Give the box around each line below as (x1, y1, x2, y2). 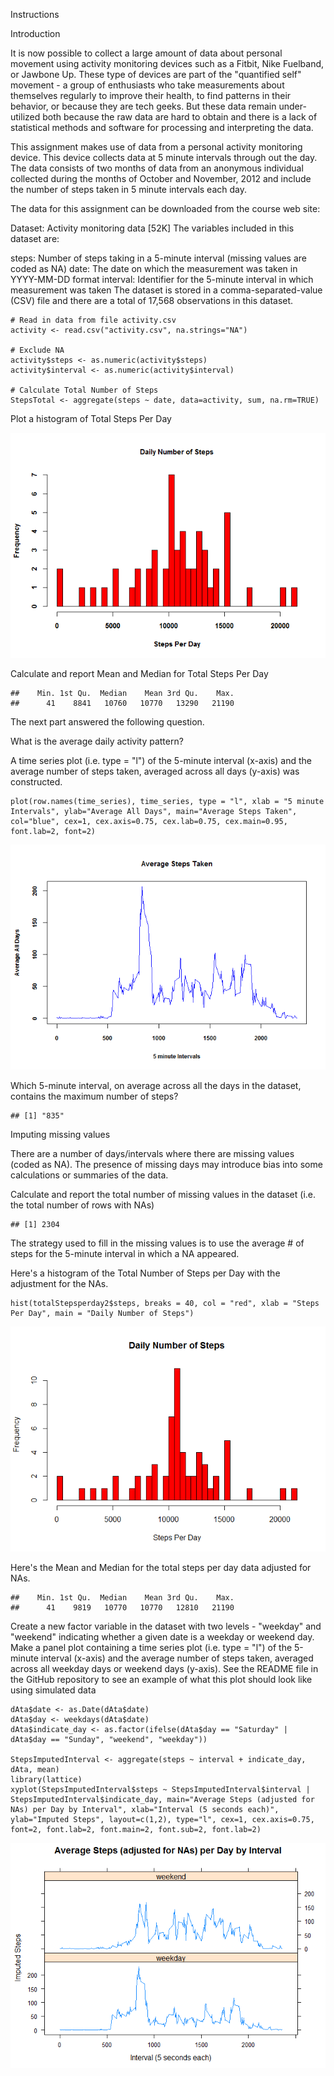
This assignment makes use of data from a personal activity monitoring (10, 141, 303, 153)
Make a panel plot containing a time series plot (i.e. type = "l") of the (10, 1642, 293, 1653)
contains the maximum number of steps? (10, 1090, 179, 1102)
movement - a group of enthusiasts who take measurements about (10, 79, 285, 91)
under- (278, 100, 307, 112)
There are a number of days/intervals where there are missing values (10, 1148, 295, 1159)
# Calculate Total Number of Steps (10, 385, 159, 395)
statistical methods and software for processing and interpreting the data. (10, 122, 314, 133)
